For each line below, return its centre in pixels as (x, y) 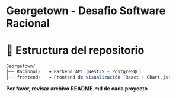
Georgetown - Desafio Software (86, 11)
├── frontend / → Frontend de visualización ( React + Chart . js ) (88, 77)
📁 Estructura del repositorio (75, 50)
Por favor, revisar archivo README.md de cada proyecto (77, 88)
